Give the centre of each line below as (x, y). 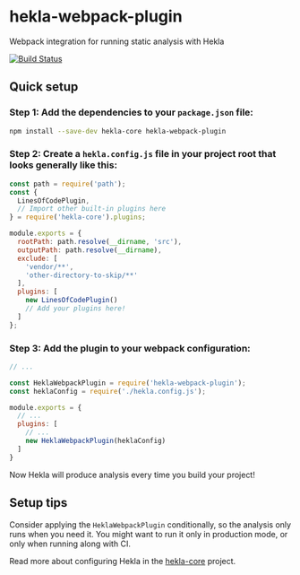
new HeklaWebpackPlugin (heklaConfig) (96, 441)
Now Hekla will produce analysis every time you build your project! (132, 475)
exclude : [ (38, 258)
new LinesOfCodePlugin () (72, 301)
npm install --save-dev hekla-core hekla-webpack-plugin (118, 131)
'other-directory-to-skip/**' (82, 275)
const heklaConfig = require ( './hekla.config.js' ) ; (107, 391)
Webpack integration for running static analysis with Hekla (117, 41)
